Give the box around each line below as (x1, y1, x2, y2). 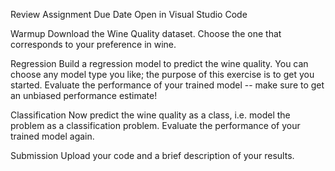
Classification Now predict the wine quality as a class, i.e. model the (10, 109, 291, 121)
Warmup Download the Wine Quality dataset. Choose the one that (10, 28, 282, 39)
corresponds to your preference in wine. (10, 39, 177, 50)
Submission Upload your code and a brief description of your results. (10, 150, 295, 161)
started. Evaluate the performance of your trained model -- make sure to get (10, 79, 325, 91)
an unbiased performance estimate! (10, 90, 158, 101)
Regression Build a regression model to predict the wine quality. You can (10, 58, 309, 69)
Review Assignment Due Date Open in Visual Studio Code (10, 9, 248, 20)
